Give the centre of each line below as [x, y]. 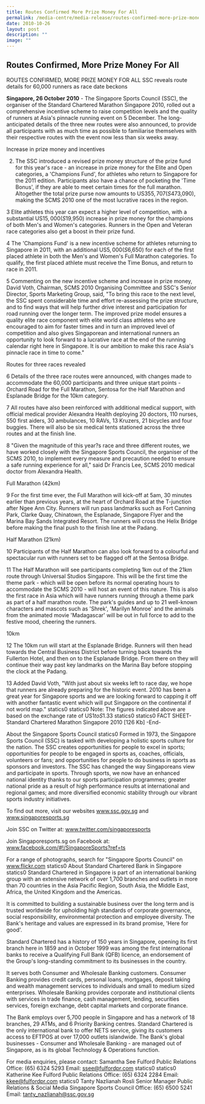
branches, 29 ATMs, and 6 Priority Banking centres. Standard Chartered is [100, 1024]
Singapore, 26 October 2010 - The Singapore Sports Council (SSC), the [97, 98]
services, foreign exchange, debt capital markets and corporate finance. [97, 1005]
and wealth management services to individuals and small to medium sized [101, 986]
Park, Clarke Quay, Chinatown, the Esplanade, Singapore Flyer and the [95, 514]
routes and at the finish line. [41, 433]
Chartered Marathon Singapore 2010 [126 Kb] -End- [96, 722]
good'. [14, 930]
